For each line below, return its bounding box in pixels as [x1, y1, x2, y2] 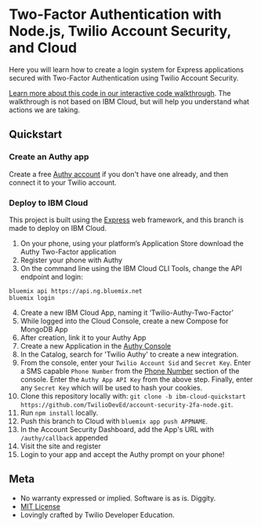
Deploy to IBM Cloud [9, 197, 89, 208]
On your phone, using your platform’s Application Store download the [20, 238, 244, 248]
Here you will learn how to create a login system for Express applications [9, 64, 245, 74]
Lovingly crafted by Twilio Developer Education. [20, 510, 175, 519]
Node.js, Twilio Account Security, [9, 22, 232, 40]
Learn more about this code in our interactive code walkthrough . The [9, 88, 231, 97]
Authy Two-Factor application [20, 247, 117, 256]
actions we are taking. [9, 104, 81, 115]
